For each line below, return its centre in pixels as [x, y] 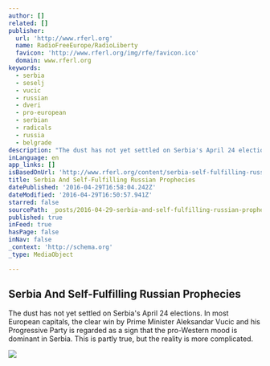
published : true [35, 218]
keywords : [25, 68]
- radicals [34, 128]
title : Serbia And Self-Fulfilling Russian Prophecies [102, 180]
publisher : [27, 31]
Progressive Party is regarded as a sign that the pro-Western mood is [123, 331]
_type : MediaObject [41, 254]
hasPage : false [34, 232]
